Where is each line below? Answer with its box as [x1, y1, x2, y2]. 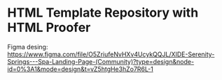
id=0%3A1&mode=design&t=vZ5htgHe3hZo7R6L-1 [7, 65, 154, 73]
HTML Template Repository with [7, 5, 199, 21]
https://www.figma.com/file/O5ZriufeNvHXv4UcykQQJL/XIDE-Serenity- [7, 50, 215, 58]
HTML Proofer [7, 19, 91, 35]
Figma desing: [7, 42, 48, 51]
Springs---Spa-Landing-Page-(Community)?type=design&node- [7, 57, 195, 65]
